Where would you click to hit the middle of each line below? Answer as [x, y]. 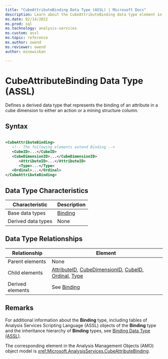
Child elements [25, 272]
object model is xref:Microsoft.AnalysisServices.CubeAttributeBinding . [77, 351]
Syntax [16, 126]
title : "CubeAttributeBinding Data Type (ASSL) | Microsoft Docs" [76, 10]
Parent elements [27, 261]
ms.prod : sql [19, 24]
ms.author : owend [23, 42]
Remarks [19, 308]
